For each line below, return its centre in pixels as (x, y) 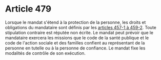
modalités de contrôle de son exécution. (45, 53)
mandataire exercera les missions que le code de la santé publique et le (77, 38)
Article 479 (28, 9)
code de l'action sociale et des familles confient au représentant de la (75, 43)
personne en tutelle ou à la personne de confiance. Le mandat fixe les (75, 48)
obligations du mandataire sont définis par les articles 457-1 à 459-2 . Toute (81, 27)
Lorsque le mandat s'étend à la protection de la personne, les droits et (75, 22)
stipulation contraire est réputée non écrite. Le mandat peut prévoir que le (79, 32)
